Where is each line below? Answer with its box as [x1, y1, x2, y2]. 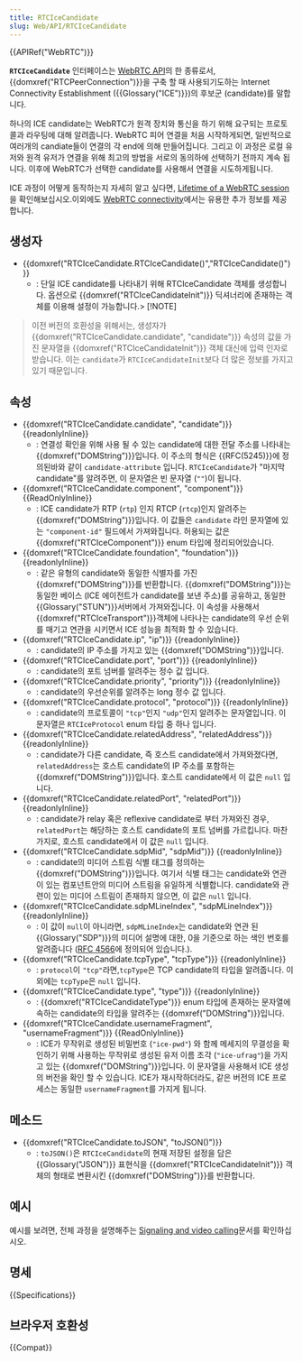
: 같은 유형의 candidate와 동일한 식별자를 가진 [35, 567, 198, 578]
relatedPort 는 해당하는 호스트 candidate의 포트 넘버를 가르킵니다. [35, 824, 271, 835]
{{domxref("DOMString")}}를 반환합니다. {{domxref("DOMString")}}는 [35, 579, 291, 590]
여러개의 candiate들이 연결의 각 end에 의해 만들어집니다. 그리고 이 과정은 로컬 [9, 141, 284, 152]
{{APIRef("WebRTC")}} [9, 46, 95, 57]
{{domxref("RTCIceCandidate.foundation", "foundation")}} [22, 548, 239, 558]
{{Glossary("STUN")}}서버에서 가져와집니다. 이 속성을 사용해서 [35, 602, 260, 612]
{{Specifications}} [9, 1289, 77, 1300]
